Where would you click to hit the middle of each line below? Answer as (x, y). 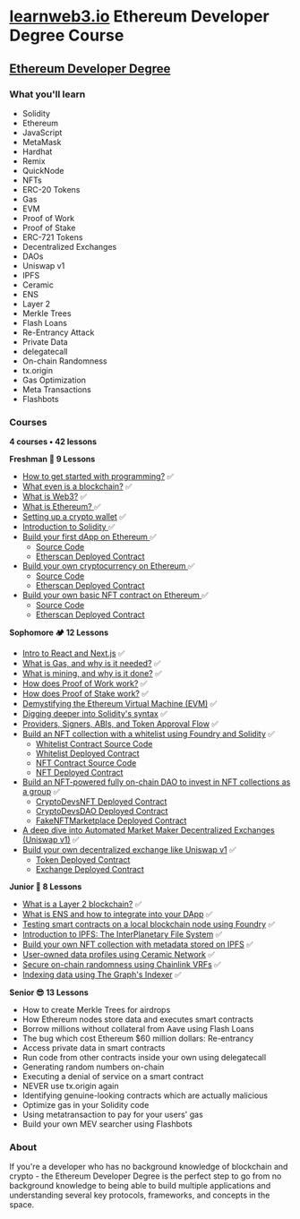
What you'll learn (47, 94)
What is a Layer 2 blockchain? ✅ (82, 904)
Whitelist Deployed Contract (88, 753)
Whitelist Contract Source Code (94, 744)
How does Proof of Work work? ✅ (85, 683)
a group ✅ (41, 792)
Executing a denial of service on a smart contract (113, 1077)
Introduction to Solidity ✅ (69, 527)
